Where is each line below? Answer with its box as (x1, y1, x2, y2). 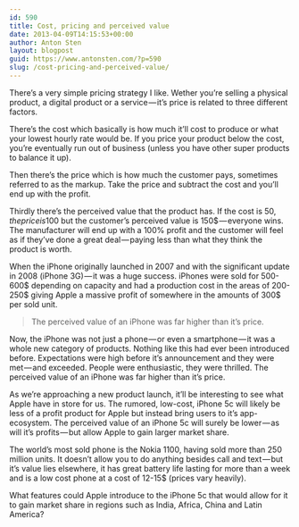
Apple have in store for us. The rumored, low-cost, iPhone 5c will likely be (9, 398, 281, 409)
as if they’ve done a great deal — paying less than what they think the (9, 234, 263, 245)
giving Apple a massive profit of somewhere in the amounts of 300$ (30, 289, 281, 300)
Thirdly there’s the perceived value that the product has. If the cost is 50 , (9, 205, 277, 216)
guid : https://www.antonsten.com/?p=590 (9, 54, 162, 63)
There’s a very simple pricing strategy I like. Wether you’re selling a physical (9, 87, 288, 98)
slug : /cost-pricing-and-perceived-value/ (9, 63, 170, 72)
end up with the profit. (9, 188, 91, 199)
